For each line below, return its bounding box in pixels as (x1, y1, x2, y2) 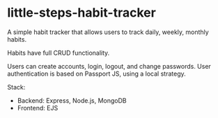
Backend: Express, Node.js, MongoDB (17, 96, 127, 105)
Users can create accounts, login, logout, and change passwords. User (7, 62, 211, 70)
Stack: (7, 83, 26, 91)
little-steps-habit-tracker (7, 5, 157, 21)
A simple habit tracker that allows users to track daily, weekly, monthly (7, 28, 209, 36)
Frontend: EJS (17, 103, 59, 112)
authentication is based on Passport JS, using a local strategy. (7, 69, 186, 78)
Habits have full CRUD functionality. (7, 49, 110, 57)
